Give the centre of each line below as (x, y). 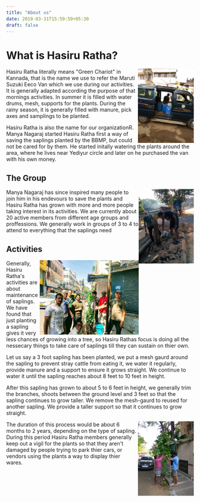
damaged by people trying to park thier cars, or (64, 450)
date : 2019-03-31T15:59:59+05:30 (48, 19)
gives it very (21, 333)
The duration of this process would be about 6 (63, 424)
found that (19, 314)
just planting (21, 320)
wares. (14, 462)
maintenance (22, 295)
